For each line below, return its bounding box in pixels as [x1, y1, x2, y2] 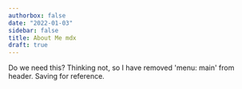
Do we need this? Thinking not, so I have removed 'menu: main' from [8, 63, 235, 72]
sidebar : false [8, 26, 59, 34]
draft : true [8, 41, 48, 49]
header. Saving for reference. [8, 72, 105, 81]
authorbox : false [8, 11, 66, 20]
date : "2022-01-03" [8, 19, 73, 27]
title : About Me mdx [8, 33, 77, 42]
